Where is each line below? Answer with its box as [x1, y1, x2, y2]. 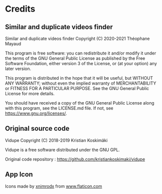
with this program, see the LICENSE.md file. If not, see [5, 106, 113, 111]
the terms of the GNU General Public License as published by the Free [5, 55, 146, 61]
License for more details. [5, 91, 55, 96]
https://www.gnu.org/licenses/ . [5, 110, 67, 116]
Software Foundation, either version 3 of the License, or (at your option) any [5, 61, 157, 66]
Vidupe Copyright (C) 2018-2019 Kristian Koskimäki [5, 137, 108, 143]
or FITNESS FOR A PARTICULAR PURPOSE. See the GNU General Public [5, 86, 149, 91]
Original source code [5, 124, 69, 133]
